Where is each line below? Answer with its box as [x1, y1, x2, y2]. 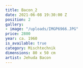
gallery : [5, 21, 24, 27]
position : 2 [5, 17, 31, 22]
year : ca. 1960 [5, 36, 38, 41]
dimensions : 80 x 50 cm [5, 50, 56, 55]
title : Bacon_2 [5, 7, 38, 13]
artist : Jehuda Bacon [5, 55, 51, 60]
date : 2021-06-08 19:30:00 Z [5, 12, 67, 17]
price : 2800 [5, 31, 31, 36]
